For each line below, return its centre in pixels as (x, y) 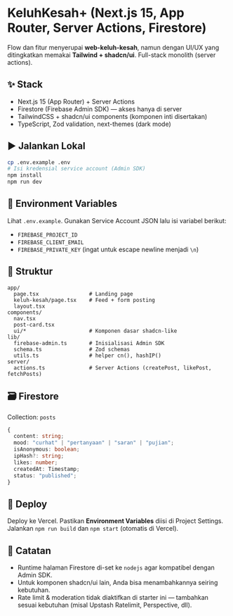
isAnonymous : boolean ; (47, 450)
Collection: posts (32, 417)
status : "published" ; (45, 476)
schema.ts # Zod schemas (72, 349)
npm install (25, 175)
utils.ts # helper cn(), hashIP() (87, 356)
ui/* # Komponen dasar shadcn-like (95, 331)
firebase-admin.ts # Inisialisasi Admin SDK (89, 343)
